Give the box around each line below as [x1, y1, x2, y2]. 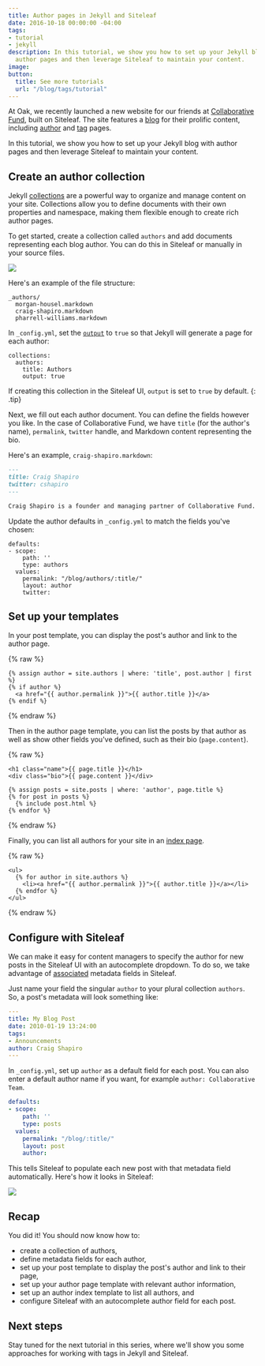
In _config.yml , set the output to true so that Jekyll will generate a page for [8, 328, 253, 338]
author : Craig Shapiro [8, 1044, 83, 1053]
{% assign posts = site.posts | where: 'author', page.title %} [8, 786, 224, 794]
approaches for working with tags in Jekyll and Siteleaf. [8, 1348, 189, 1358]
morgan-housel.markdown [15, 301, 93, 309]
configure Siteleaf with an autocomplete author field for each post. [19, 1297, 237, 1306]
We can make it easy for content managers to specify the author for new [8, 952, 244, 962]
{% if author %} [8, 684, 62, 692]
